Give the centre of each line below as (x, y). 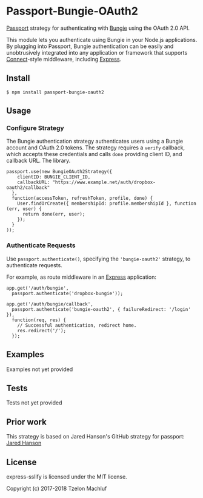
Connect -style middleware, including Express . (64, 59)
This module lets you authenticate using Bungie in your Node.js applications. (102, 39)
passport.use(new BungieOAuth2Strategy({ (59, 172)
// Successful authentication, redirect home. (77, 325)
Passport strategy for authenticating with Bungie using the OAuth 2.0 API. (98, 28)
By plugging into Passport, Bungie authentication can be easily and (90, 46)
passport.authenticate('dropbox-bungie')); (67, 293)
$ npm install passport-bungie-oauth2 (55, 92)
